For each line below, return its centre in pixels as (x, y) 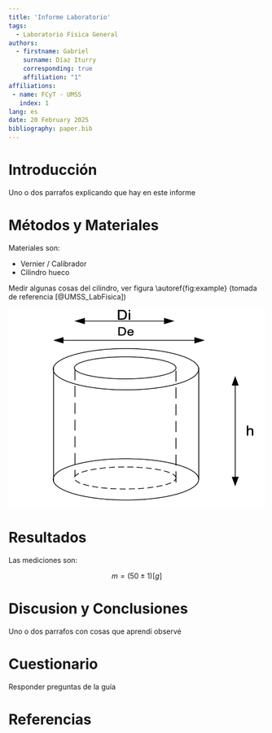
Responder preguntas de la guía (62, 687)
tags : (18, 26)
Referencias (50, 720)
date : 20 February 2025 (49, 120)
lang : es (23, 111)
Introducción (53, 170)
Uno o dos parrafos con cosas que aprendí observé (95, 631)
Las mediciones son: (43, 561)
